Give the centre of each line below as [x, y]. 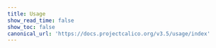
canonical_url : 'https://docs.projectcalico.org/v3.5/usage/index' [109, 34]
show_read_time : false [41, 20]
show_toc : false [31, 27]
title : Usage [27, 14]
